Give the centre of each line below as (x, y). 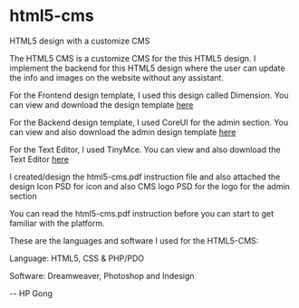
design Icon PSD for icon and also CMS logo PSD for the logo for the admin (149, 186)
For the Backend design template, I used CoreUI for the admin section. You (149, 122)
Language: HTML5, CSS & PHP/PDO (77, 258)
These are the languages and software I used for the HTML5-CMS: (134, 240)
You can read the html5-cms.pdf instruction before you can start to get (142, 213)
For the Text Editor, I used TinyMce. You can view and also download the (145, 149)
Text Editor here (39, 159)
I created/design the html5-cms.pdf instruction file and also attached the (145, 177)
